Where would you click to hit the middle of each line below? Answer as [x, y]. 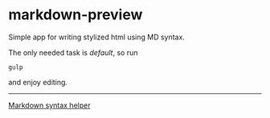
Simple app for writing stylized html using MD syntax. [96, 37]
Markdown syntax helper [49, 105]
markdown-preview [76, 15]
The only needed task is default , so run [73, 52]
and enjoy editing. [38, 82]
